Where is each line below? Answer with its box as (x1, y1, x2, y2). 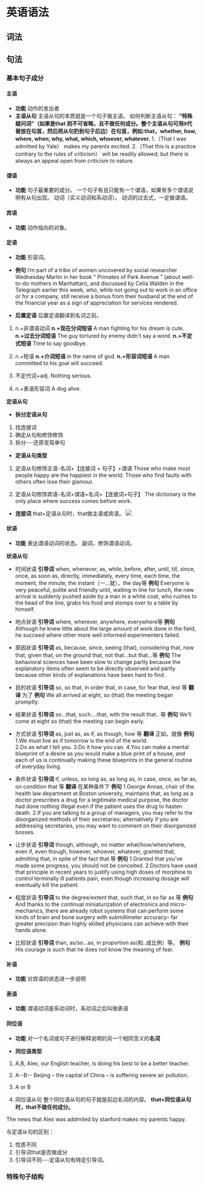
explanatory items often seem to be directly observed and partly (15, 665, 176, 672)
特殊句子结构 (6, 1173, 44, 1181)
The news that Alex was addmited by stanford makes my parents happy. (6, 1116, 187, 1123)
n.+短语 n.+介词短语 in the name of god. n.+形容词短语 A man (15, 352, 170, 360)
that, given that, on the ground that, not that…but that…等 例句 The (15, 651, 181, 659)
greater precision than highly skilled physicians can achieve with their (15, 920, 189, 927)
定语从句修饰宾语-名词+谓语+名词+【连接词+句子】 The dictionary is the (15, 490, 196, 498)
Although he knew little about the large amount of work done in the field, (15, 625, 196, 632)
